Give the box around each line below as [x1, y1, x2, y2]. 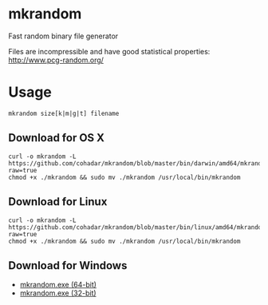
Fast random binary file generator [8, 31, 119, 41]
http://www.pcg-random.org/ [8, 55, 104, 65]
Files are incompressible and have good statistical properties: [8, 46, 211, 56]
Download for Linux [8, 195, 108, 208]
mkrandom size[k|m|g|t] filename [8, 109, 120, 117]
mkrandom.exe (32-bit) [19, 288, 97, 298]
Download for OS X [8, 131, 105, 145]
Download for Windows [8, 259, 128, 272]
